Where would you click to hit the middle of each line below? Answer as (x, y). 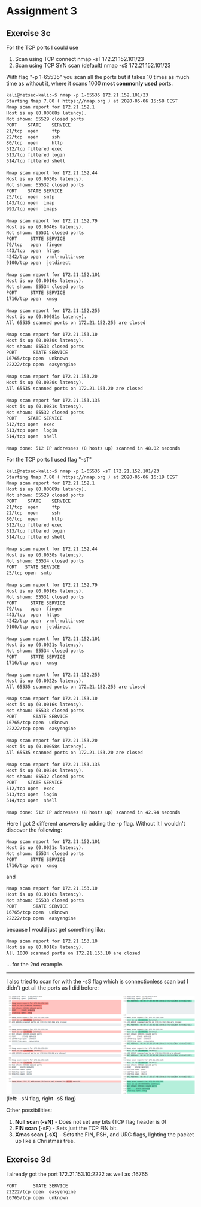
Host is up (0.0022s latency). (45, 681)
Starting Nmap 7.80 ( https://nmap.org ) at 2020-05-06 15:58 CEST (92, 101)
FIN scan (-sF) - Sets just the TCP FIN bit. (66, 1128)
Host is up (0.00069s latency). (46, 489)
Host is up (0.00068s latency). (46, 113)
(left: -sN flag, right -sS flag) (41, 1098)
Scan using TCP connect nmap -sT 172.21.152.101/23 (79, 59)
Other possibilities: (29, 1110)
